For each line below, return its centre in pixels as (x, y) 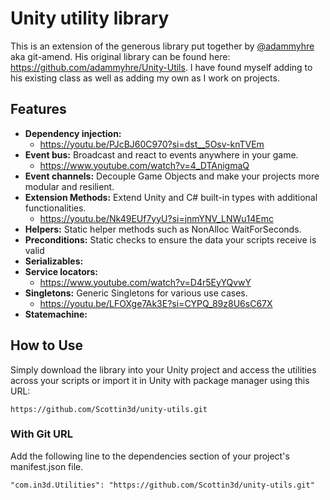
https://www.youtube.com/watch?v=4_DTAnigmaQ (144, 165)
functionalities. (55, 208)
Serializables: (54, 261)
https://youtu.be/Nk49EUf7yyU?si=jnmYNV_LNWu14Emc (156, 218)
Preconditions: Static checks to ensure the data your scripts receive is (170, 239)
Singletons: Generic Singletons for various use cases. (136, 293)
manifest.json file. (47, 466)
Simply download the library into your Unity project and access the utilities (163, 369)
